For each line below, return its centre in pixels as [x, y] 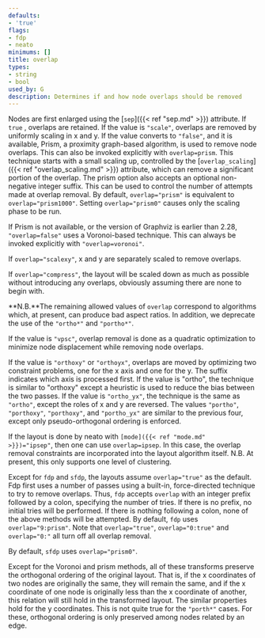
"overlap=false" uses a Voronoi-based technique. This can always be [122, 235]
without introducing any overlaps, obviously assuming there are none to [125, 283]
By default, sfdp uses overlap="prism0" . [73, 552]
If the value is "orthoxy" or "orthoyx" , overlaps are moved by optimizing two [132, 363]
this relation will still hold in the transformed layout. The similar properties [128, 600]
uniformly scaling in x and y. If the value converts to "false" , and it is [121, 136]
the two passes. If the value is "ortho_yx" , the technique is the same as [124, 396]
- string [23, 74]
